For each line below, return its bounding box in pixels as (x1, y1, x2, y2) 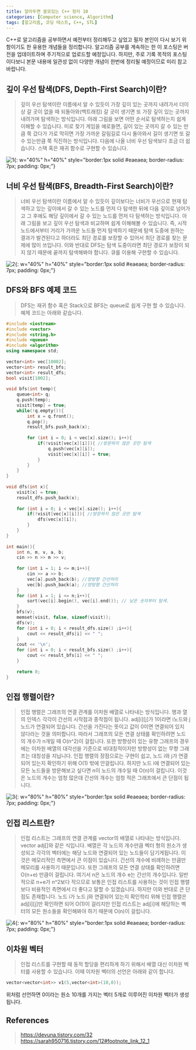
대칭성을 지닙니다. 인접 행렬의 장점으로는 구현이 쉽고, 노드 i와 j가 (31, 752, 177, 759)
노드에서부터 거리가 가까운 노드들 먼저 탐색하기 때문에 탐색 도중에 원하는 (20, 227, 185, 234)
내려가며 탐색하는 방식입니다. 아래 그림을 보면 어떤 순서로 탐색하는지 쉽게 (20, 115, 186, 123)
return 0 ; (16, 669, 41, 674)
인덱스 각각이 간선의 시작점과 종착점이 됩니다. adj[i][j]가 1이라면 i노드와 (26, 716, 188, 723)
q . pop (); (27, 419, 49, 425)
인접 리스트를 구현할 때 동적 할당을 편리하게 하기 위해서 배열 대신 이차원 (20, 961, 183, 968)
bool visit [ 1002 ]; (6, 375, 51, 381)
